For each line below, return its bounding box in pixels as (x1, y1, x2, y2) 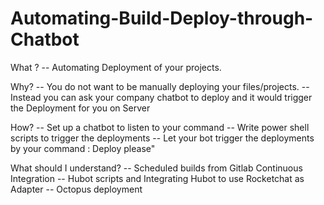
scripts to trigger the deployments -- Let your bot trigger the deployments (10, 132, 315, 144)
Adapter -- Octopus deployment (10, 183, 143, 195)
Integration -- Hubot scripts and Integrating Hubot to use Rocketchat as (10, 172, 305, 184)
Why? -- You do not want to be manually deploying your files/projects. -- (10, 80, 310, 92)
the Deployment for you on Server (10, 102, 151, 114)
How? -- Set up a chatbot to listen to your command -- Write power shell (10, 121, 310, 133)
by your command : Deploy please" (10, 142, 156, 154)
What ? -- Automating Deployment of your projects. (10, 61, 222, 73)
